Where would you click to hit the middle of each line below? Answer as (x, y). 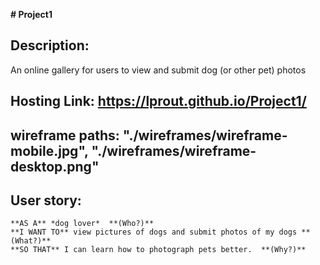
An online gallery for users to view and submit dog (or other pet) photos (158, 70)
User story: (46, 200)
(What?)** (31, 241)
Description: (50, 45)
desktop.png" (55, 166)
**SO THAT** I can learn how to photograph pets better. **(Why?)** (158, 250)
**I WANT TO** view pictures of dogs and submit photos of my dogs (154, 232)
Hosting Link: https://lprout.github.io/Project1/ (158, 101)
